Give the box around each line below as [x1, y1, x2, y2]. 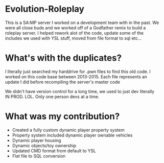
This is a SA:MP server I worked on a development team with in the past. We [5, 20, 159, 25]
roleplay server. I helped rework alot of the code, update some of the [5, 30, 144, 36]
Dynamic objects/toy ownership [12, 142, 77, 148]
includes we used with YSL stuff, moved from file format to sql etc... [5, 35, 142, 41]
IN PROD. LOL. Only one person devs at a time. [5, 93, 99, 99]
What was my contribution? [5, 111, 120, 122]
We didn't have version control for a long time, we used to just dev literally [5, 88, 155, 94]
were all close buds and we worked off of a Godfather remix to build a [5, 24, 146, 30]
